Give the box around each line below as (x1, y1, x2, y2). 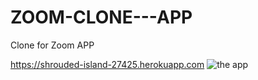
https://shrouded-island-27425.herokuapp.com (10, 58, 205, 70)
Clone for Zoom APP (10, 39, 95, 51)
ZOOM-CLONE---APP (10, 6, 193, 29)
